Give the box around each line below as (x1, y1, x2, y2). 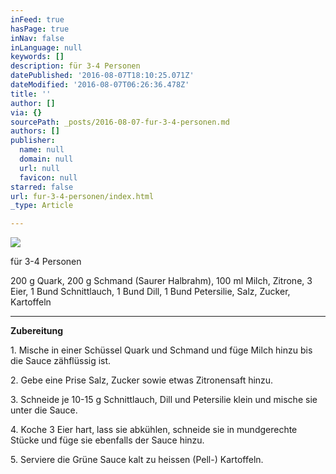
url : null (19, 163, 60, 173)
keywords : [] (10, 52, 65, 62)
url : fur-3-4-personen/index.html (10, 191, 155, 201)
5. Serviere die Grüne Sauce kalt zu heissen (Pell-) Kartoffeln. (10, 454, 264, 466)
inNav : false (10, 33, 65, 43)
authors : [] (10, 126, 60, 136)
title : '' (10, 89, 52, 99)
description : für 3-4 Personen (10, 61, 141, 71)
